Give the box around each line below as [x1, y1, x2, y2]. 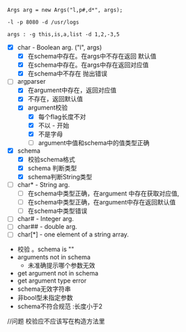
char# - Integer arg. [17, 215, 75, 223]
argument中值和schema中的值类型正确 [38, 138, 150, 146]
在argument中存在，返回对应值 [27, 86, 117, 94]
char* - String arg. [17, 181, 70, 188]
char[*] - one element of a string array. [17, 230, 129, 239]
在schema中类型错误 [27, 206, 88, 216]
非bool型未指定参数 [17, 294, 73, 302]
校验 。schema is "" [17, 245, 75, 254]
